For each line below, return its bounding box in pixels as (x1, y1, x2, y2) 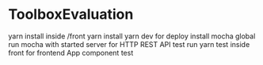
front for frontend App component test (8, 48, 134, 57)
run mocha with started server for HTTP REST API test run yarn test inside (8, 39, 250, 49)
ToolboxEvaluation (8, 5, 134, 23)
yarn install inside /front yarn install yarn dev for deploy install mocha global (8, 31, 256, 41)
